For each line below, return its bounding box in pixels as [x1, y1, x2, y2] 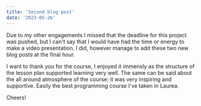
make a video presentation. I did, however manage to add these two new [6, 44, 189, 52]
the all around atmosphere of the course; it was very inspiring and [6, 76, 172, 83]
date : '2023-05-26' [6, 15, 56, 21]
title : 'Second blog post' [6, 9, 75, 15]
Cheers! [6, 94, 26, 101]
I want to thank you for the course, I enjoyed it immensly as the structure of [6, 62, 195, 70]
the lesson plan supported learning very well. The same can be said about [6, 69, 192, 76]
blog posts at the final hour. [6, 51, 75, 58]
